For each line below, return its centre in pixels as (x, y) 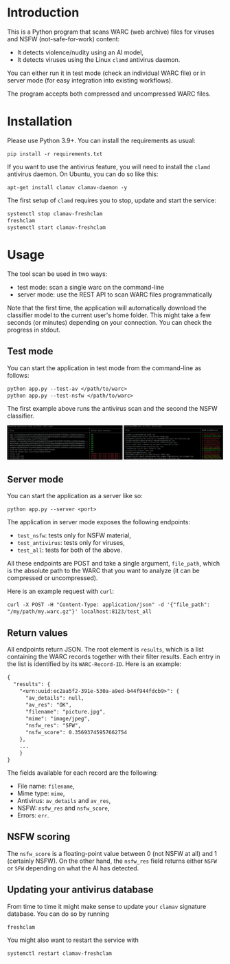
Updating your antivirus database (81, 890)
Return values (38, 633)
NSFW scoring (39, 837)
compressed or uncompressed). (53, 578)
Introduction (43, 13)
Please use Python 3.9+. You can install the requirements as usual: (101, 140)
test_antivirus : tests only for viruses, (71, 543)
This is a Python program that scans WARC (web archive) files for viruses (111, 32)
